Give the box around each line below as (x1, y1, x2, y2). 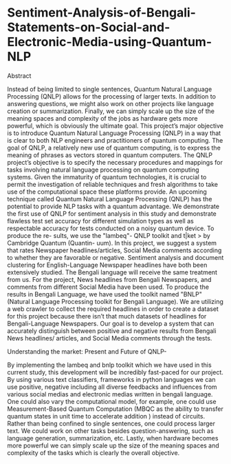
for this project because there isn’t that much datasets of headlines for (7, 312, 207, 320)
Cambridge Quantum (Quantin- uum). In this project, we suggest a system (7, 239, 217, 247)
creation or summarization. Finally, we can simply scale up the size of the (7, 107, 215, 115)
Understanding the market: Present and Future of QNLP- (7, 347, 167, 356)
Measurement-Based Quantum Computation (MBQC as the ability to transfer (7, 405, 223, 413)
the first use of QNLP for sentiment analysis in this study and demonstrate (7, 209, 217, 218)
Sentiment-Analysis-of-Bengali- (7, 5, 196, 21)
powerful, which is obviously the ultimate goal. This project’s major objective (7, 121, 223, 130)
